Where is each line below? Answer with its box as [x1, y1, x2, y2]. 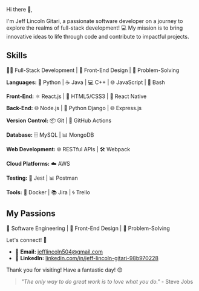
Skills [6, 50, 27, 60]
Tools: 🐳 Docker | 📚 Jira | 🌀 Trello [6, 188, 91, 196]
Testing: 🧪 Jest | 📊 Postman [6, 174, 78, 181]
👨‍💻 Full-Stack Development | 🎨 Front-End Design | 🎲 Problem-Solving [6, 67, 180, 74]
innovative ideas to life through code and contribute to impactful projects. [6, 33, 189, 40]
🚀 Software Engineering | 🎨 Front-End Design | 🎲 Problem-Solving [6, 224, 171, 232]
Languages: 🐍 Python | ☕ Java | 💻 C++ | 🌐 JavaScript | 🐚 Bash [6, 79, 165, 86]
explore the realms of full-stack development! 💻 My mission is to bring [6, 24, 183, 31]
